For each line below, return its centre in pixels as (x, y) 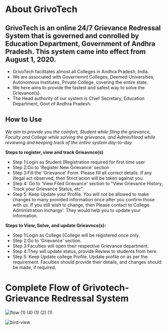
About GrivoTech (41, 9)
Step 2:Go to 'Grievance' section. (47, 240)
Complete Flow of (43, 288)
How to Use (24, 120)
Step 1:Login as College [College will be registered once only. (76, 235)
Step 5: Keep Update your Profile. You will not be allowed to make (81, 194)
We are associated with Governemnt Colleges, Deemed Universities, (83, 77)
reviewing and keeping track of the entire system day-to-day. (69, 142)
